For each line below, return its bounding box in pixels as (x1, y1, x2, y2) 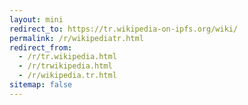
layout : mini (9, 14, 64, 25)
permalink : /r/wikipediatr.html (9, 33, 144, 43)
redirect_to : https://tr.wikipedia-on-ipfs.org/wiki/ (9, 24, 239, 34)
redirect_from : (9, 42, 73, 53)
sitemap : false (9, 80, 73, 90)
